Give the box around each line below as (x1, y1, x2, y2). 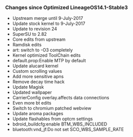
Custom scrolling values (12, 68, 62, 74)
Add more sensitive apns (12, 74, 64, 80)
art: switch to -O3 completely (12, 47, 73, 53)
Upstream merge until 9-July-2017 (12, 15, 83, 21)
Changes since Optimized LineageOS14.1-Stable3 (5, 4, 128, 11)
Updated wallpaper (12, 89, 52, 96)
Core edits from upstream (12, 36, 66, 42)
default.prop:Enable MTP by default (12, 58, 86, 64)
